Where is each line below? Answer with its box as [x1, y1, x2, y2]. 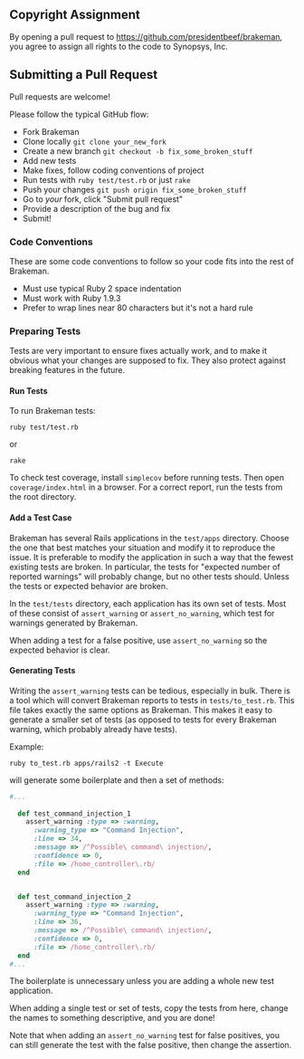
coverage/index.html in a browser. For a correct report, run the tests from [9, 482, 283, 492]
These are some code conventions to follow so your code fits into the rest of [9, 255, 294, 266]
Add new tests [22, 155, 77, 166]
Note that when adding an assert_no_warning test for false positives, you [9, 1030, 280, 1041]
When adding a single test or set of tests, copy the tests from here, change [9, 1003, 289, 1014]
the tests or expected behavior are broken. [9, 580, 169, 591]
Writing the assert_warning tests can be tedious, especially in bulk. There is [9, 685, 291, 696]
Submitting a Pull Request [9, 67, 158, 82]
